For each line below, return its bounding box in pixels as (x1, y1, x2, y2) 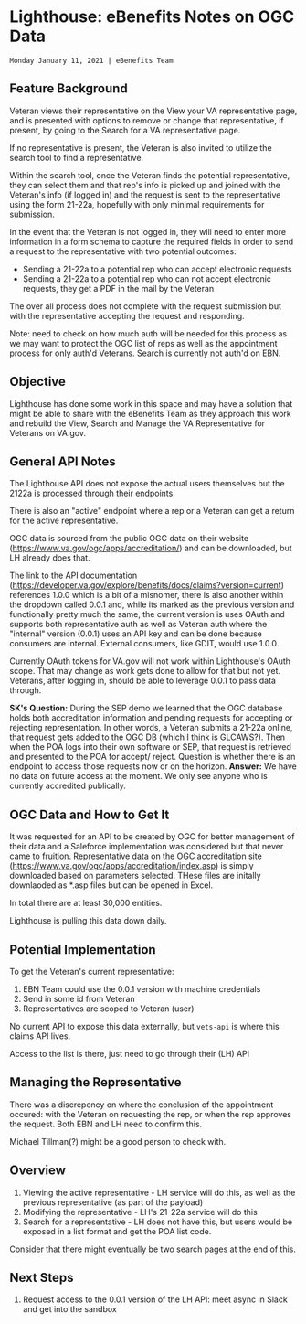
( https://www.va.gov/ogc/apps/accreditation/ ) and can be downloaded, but (9, 542, 292, 554)
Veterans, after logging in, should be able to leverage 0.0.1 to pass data (9, 675, 277, 687)
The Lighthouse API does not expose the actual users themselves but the (9, 478, 285, 489)
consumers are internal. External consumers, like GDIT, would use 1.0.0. (9, 638, 280, 649)
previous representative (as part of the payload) (22, 1196, 204, 1208)
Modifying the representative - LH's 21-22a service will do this (22, 1206, 258, 1217)
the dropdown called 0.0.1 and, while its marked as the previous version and (9, 599, 295, 610)
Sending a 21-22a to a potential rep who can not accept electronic (22, 272, 272, 284)
